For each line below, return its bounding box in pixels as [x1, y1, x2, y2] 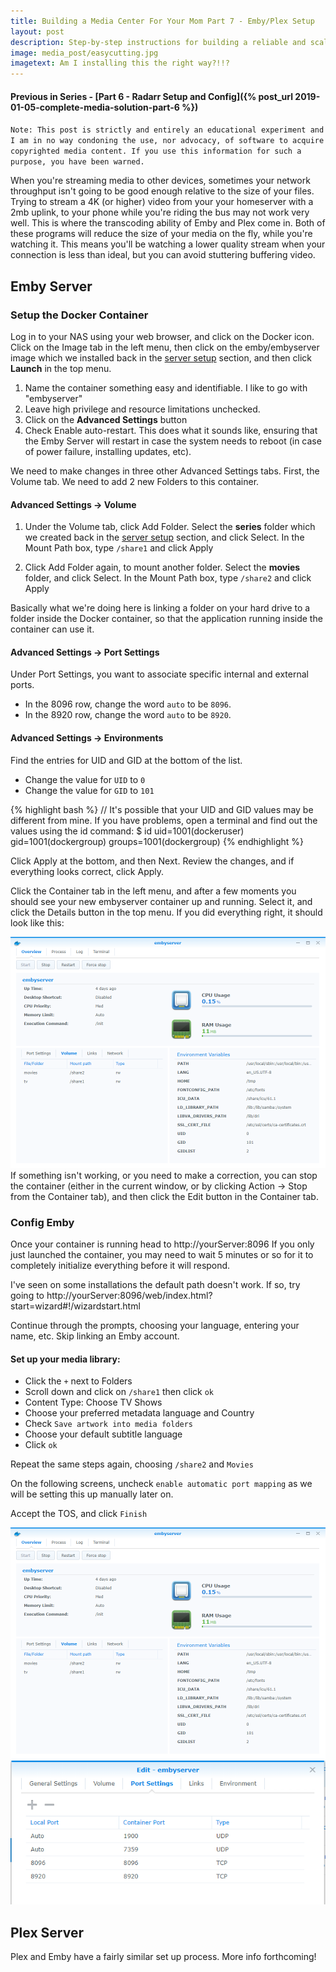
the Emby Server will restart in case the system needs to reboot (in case [24, 435, 322, 447]
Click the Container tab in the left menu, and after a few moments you [10, 885, 297, 897]
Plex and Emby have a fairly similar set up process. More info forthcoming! [10, 1951, 317, 1962]
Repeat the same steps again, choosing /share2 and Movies [10, 1458, 254, 1470]
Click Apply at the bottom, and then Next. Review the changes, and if [10, 855, 295, 867]
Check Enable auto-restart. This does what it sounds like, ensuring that [24, 425, 318, 437]
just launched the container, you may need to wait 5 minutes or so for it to [10, 1248, 314, 1260]
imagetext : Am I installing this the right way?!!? [10, 58, 230, 69]
